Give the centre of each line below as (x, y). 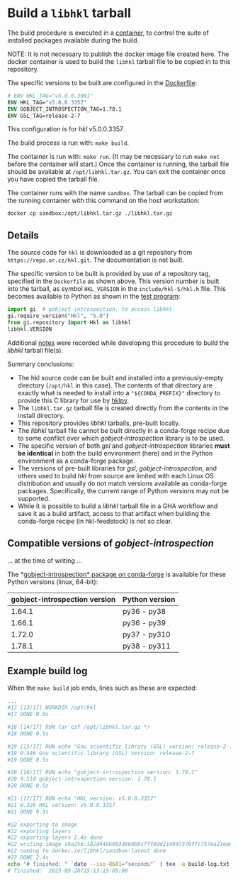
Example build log (47, 671)
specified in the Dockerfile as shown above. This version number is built (113, 281)
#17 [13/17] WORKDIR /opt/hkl (52, 708)
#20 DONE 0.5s (28, 786)
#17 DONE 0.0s (28, 715)
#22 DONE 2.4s (28, 857)
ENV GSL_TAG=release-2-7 (44, 116)
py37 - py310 (147, 634)
